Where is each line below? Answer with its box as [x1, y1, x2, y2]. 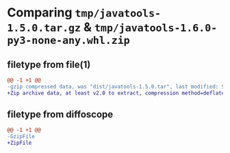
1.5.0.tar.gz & [7, 19, 92, 35]
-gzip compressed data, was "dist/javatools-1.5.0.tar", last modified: [7, 83, 219, 90]
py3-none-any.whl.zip [7, 34, 130, 47]
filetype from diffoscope [7, 108, 114, 121]
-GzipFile [7, 133, 36, 140]
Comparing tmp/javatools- [7, 5, 162, 21]
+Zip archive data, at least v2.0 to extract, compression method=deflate [7, 89, 225, 97]
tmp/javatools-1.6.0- [94, 22, 218, 35]
